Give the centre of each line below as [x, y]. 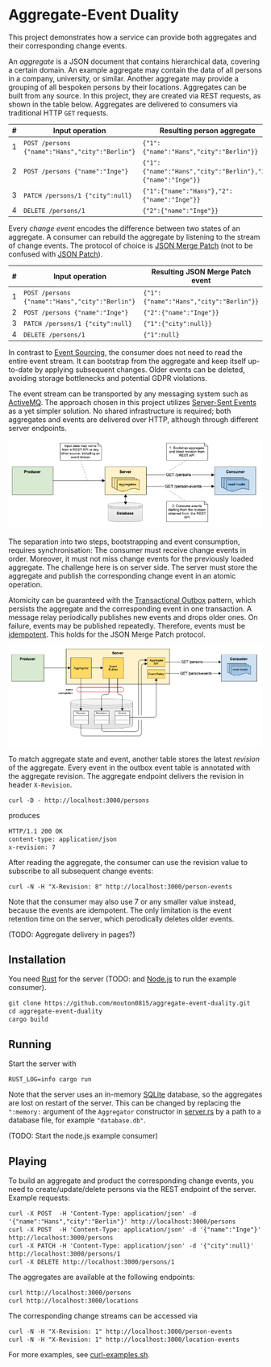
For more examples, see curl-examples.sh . [79, 1355]
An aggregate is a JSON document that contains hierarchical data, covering [134, 61]
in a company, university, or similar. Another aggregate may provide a [124, 78]
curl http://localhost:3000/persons [70, 1293]
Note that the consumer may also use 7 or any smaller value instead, [122, 901]
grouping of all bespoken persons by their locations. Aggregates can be [128, 87]
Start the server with [42, 1064]
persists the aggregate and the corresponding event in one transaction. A [130, 609]
